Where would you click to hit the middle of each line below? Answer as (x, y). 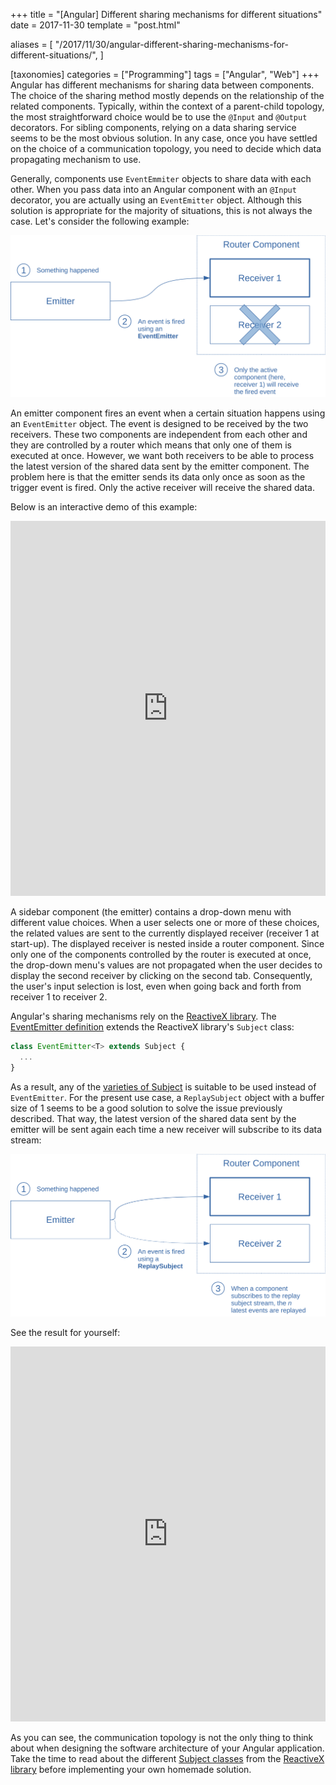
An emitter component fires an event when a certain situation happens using (168, 413)
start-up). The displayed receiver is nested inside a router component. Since (167, 943)
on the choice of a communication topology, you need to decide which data (166, 148)
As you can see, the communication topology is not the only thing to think (162, 1737)
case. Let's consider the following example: (100, 221)
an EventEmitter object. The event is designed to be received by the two (159, 423)
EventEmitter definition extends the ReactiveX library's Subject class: (152, 1026)
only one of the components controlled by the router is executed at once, (161, 954)
